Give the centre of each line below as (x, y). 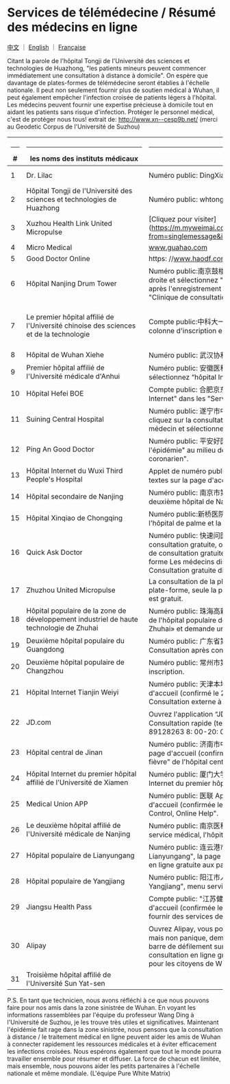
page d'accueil (172, 753)
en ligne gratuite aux (181, 865)
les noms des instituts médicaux (84, 158)
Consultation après (179, 650)
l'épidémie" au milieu (182, 450)
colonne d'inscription (182, 330)
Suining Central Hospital (65, 419)
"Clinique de (168, 297)
